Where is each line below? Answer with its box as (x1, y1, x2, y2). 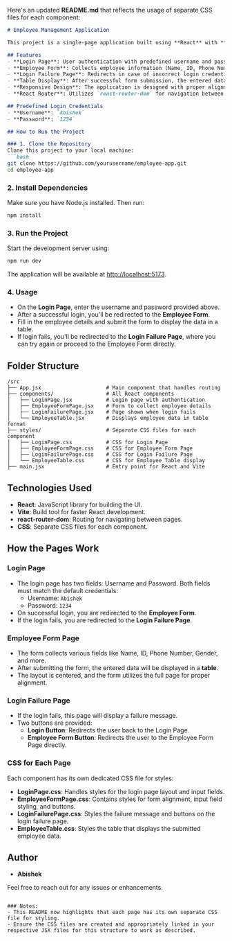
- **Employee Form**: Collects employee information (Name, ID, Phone (7, 64, 215, 71)
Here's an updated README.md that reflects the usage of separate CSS (7, 6, 213, 14)
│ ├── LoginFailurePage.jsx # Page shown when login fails (7, 409, 196, 416)
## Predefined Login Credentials (7, 103, 104, 109)
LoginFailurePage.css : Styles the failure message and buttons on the (17, 809, 215, 818)
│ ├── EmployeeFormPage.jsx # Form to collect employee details (7, 403, 212, 410)
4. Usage (7, 288, 38, 297)
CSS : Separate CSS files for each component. (17, 522, 148, 531)
